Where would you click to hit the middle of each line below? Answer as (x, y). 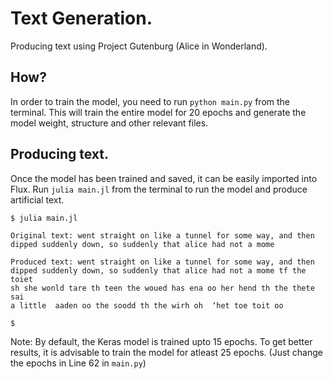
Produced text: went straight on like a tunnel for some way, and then (162, 262)
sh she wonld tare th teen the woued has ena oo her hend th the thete (162, 288)
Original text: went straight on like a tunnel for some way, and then (162, 235)
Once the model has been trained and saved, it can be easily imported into (164, 178)
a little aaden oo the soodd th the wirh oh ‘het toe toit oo (147, 305)
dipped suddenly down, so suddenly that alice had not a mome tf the (158, 270)
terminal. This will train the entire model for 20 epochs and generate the (158, 112)
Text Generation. (81, 18)
